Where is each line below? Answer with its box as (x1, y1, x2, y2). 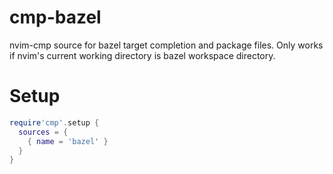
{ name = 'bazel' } (27, 136, 109, 146)
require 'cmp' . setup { (9, 117, 100, 128)
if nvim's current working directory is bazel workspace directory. (9, 49, 276, 61)
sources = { (18, 127, 69, 137)
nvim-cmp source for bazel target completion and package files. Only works (9, 39, 324, 51)
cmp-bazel (9, 6, 102, 29)
